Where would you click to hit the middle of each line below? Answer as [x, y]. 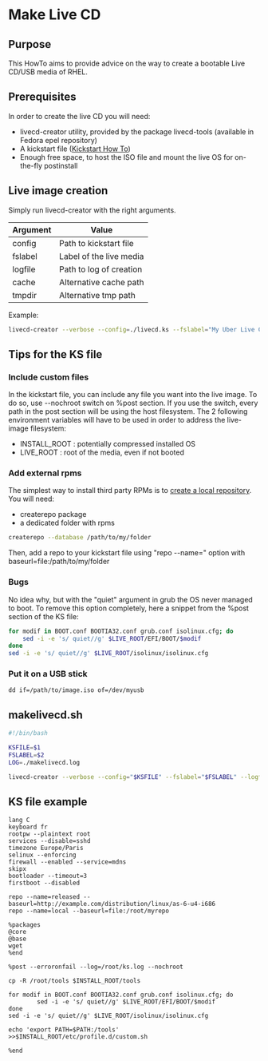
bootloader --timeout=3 [48, 876]
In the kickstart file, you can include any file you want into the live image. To [133, 395]
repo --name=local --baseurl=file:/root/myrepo [89, 911]
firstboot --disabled [44, 883]
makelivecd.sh [46, 715]
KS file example [48, 802]
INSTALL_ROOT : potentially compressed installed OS [108, 444]
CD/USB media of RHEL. [48, 72]
